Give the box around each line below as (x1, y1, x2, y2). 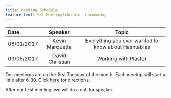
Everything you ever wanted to (85, 37, 159, 44)
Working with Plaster (97, 55, 147, 62)
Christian (48, 58, 70, 65)
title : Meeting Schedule (5, 7, 58, 13)
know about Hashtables (93, 43, 150, 51)
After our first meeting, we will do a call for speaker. (5, 86, 113, 92)
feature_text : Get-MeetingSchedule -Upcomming (5, 12, 106, 17)
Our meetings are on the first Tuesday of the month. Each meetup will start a (5, 71, 166, 77)
